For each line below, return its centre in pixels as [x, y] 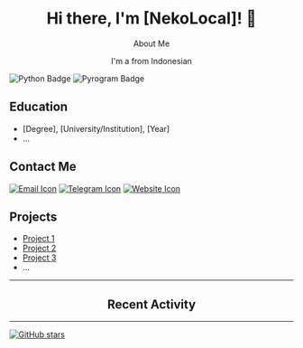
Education [39, 107]
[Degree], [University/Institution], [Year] [96, 128]
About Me [151, 43]
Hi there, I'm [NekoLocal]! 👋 [151, 19]
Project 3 [39, 258]
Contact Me [43, 167]
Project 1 [38, 239]
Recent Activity [151, 304]
